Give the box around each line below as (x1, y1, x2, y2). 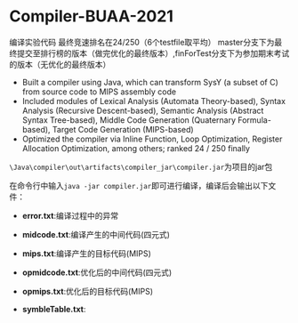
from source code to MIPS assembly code (21, 86, 176, 97)
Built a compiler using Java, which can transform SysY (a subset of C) (21, 77, 278, 87)
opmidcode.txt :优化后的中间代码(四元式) (21, 267, 173, 278)
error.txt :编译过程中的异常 (21, 210, 119, 221)
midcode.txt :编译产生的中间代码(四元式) (21, 229, 171, 239)
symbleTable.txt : (21, 303, 86, 314)
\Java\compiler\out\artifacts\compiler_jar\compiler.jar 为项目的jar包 (9, 161, 273, 172)
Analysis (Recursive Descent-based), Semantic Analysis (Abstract (21, 105, 264, 116)
